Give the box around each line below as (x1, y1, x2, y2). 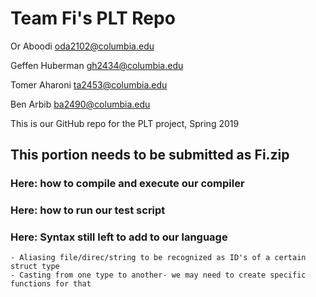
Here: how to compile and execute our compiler (10, 177, 245, 191)
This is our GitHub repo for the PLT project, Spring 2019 (10, 117, 240, 129)
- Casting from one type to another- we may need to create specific (10, 270, 307, 281)
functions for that (10, 279, 92, 289)
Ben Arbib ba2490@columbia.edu (10, 98, 151, 110)
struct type (10, 262, 60, 272)
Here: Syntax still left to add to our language (10, 230, 228, 244)
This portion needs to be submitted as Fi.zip (10, 147, 290, 164)
